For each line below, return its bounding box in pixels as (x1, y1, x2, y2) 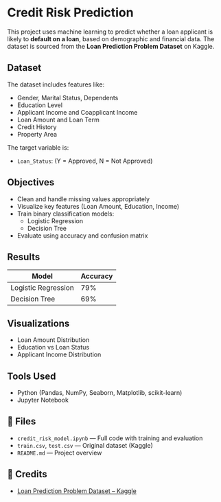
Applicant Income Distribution (16, 350, 102, 358)
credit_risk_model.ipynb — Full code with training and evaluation (16, 434, 203, 442)
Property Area (16, 130, 57, 138)
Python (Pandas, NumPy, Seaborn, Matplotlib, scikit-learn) (16, 389, 183, 396)
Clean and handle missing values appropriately (16, 194, 150, 203)
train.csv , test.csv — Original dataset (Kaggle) (16, 441, 153, 449)
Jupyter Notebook (16, 396, 69, 404)
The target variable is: (7, 143, 69, 152)
